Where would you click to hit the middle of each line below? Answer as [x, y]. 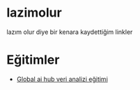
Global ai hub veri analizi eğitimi [62, 79]
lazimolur [34, 13]
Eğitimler [33, 60]
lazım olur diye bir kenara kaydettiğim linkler [70, 32]
